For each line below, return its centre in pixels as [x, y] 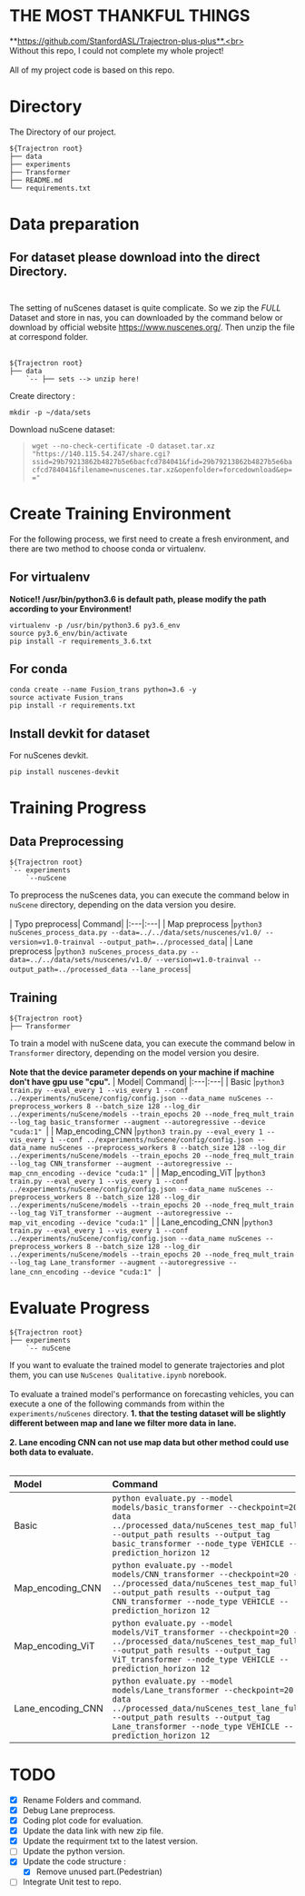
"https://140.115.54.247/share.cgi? [101, 454]
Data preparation [74, 224]
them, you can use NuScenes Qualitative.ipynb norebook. [118, 1375]
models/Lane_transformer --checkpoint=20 [203, 1690]
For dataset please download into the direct [135, 258]
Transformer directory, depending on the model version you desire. [134, 1053]
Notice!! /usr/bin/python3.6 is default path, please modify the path [138, 599]
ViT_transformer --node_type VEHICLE [193, 1659]
